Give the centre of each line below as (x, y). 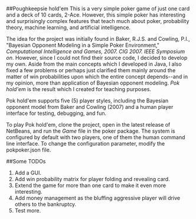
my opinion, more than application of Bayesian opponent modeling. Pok (93, 83)
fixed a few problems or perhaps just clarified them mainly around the (91, 70)
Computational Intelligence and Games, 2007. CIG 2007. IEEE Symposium (95, 51)
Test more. (28, 210)
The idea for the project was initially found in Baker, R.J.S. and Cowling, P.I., (98, 39)
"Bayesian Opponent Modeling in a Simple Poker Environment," (83, 45)
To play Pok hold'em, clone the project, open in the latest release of (88, 125)
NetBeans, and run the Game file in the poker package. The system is (91, 131)
